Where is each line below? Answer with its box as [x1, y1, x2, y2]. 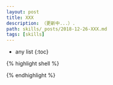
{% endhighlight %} [6, 72, 56, 79]
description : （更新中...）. [6, 20, 76, 26]
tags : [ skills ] [6, 32, 45, 38]
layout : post [6, 8, 39, 15]
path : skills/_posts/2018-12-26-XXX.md [6, 25, 108, 32]
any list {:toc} [15, 48, 49, 55]
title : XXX [6, 15, 34, 21]
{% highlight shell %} [6, 60, 60, 67]
